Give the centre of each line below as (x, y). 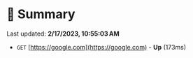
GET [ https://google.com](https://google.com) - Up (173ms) (101, 47)
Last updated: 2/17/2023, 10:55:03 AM (63, 34)
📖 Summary (41, 14)
